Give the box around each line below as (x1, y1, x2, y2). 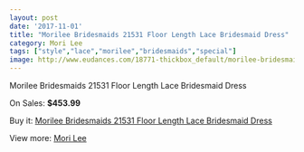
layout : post (9, 13, 59, 23)
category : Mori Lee (9, 38, 83, 48)
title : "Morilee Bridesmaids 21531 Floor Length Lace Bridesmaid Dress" (9, 30, 290, 39)
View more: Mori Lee (9, 133, 88, 143)
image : (9, 55, 34, 64)
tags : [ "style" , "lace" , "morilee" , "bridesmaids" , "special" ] (9, 47, 237, 56)
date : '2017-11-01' (9, 22, 83, 31)
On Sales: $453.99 (9, 98, 81, 109)
